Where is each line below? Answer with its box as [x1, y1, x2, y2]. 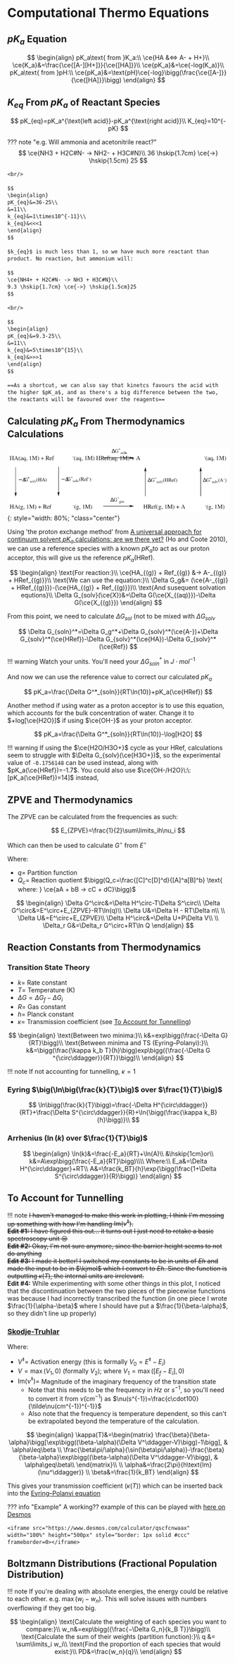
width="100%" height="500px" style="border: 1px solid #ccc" [7, 1531, 191, 1538]
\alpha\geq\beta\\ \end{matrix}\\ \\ [24, 1460, 123, 1469]
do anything [7, 1249, 42, 1258]
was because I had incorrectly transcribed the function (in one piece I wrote [7, 1294, 227, 1303]
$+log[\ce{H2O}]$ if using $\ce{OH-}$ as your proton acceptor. [7, 716, 193, 725]
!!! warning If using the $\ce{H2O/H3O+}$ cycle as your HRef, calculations [7, 744, 223, 752]
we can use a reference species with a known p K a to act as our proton [7, 544, 210, 554]
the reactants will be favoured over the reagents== [7, 396, 165, 403]
